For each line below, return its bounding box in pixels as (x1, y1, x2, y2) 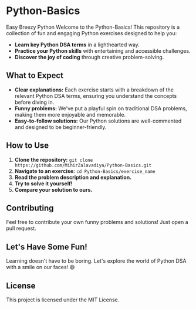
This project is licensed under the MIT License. (6, 296, 120, 303)
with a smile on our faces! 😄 (6, 264, 75, 271)
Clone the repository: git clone (14, 156, 93, 163)
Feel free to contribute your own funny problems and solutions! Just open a (6, 219, 189, 226)
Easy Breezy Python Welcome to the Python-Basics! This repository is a (6, 23, 180, 30)
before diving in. (14, 99, 55, 106)
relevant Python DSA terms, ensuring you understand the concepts (14, 92, 177, 99)
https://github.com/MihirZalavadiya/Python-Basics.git (14, 162, 152, 168)
